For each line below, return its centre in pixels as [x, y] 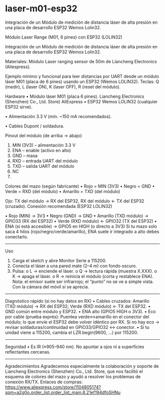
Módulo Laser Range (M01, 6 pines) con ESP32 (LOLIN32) [64, 37]
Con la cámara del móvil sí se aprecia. [51, 286]
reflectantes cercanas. [28, 352]
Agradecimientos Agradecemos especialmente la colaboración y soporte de [82, 366]
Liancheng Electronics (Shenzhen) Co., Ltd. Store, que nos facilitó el [74, 371]
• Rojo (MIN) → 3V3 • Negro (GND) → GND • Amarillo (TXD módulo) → [77, 216]
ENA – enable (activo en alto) [41, 150]
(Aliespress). [18, 67]
